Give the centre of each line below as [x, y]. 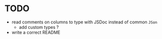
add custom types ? [39, 27]
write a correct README [36, 32]
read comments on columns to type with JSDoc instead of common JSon [84, 22]
